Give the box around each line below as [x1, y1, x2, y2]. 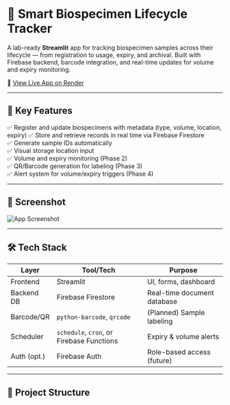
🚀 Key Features [7, 105, 73, 117]
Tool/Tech [81, 266, 116, 275]
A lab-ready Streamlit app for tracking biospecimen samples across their [7, 43, 214, 51]
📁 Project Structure [7, 386, 90, 398]
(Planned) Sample [146, 308, 205, 318]
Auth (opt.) [10, 351, 46, 361]
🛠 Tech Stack [7, 242, 67, 253]
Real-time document [146, 288, 214, 298]
